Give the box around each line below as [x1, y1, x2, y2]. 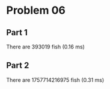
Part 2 [6, 60, 29, 70]
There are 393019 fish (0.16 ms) [6, 43, 85, 50]
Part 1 [6, 27, 28, 38]
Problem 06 [6, 4, 66, 17]
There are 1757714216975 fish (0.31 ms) [6, 76, 105, 84]
